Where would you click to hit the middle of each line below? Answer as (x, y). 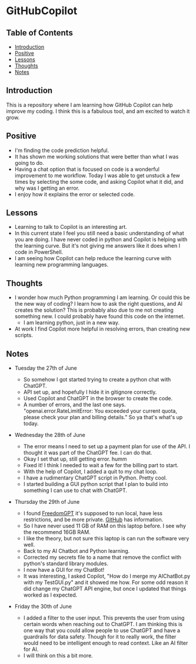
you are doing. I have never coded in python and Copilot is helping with (101, 239)
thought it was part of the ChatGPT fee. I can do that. (88, 453)
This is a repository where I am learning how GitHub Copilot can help (89, 105)
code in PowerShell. (39, 252)
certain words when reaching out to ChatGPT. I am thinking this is (103, 624)
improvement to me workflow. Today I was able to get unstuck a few (97, 175)
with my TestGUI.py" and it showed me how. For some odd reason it (106, 582)
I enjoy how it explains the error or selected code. (75, 194)
